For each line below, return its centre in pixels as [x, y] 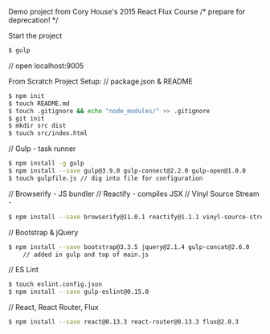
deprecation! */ [33, 20]
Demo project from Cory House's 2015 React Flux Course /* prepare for [127, 12]
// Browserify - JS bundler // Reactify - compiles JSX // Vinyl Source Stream [134, 193]
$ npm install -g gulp [46, 164]
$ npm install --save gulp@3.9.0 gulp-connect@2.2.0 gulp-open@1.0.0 [127, 171]
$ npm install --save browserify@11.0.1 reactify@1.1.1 [104, 217]
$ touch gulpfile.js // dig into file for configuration [106, 178]
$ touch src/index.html [48, 133]
